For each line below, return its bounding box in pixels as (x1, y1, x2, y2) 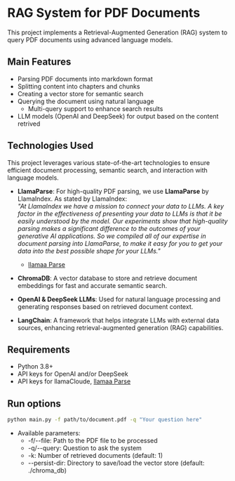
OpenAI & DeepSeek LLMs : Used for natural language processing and (17, 295, 221, 303)
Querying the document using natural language (17, 97, 154, 105)
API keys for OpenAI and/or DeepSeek (17, 370, 128, 378)
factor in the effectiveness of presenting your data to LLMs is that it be (17, 209, 222, 218)
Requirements (7, 343, 70, 355)
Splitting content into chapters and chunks (17, 82, 140, 91)
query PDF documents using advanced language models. (7, 35, 173, 44)
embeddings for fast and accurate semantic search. (17, 281, 167, 289)
